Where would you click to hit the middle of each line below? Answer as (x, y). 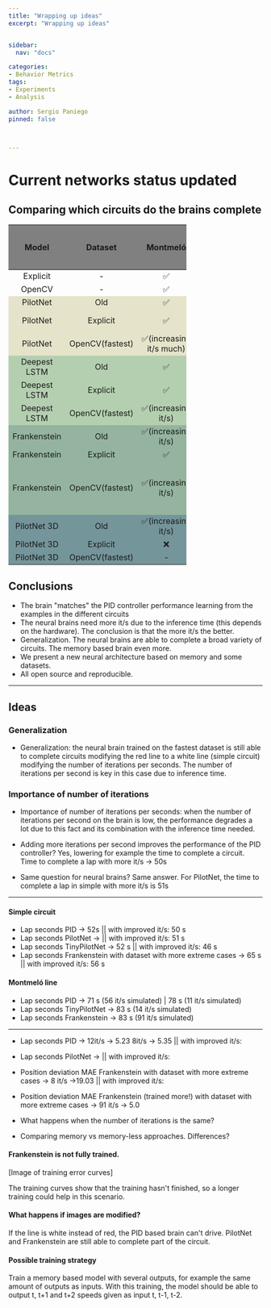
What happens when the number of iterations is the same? (117, 1120)
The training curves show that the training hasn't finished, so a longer (124, 1188)
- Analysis (27, 97)
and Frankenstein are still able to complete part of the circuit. (110, 1241)
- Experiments (32, 90)
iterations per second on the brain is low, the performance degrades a (136, 820)
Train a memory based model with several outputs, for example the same (130, 1278)
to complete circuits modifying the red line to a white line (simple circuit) (140, 756)
